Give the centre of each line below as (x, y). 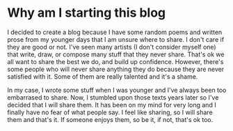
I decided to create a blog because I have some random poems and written (115, 32)
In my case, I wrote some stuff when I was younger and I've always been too (117, 90)
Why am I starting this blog (87, 13)
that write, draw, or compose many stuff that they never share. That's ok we (116, 54)
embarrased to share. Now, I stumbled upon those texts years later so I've (113, 97)
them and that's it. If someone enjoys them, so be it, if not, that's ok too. (110, 119)
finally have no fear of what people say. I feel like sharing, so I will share (110, 112)
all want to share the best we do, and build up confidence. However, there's (115, 61)
